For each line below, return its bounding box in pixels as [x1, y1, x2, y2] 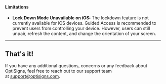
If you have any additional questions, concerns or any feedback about [5, 63, 147, 69]
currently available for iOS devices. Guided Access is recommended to [12, 20, 157, 26]
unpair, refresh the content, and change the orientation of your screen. [12, 31, 157, 37]
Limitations [5, 4, 29, 10]
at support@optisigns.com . [5, 73, 60, 79]
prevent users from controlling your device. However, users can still [12, 25, 150, 32]
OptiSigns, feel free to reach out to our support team [5, 68, 112, 74]
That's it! [5, 49, 34, 58]
